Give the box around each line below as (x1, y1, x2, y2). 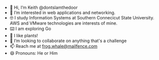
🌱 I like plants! (9, 33, 38, 38)
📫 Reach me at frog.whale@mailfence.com (9, 44, 98, 49)
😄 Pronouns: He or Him (9, 50, 58, 56)
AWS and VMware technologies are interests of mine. (9, 20, 117, 26)
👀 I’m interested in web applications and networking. (9, 10, 116, 15)
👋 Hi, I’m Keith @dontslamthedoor (9, 5, 78, 10)
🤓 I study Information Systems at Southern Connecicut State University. (9, 15, 155, 20)
